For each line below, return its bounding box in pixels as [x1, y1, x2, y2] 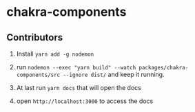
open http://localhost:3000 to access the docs [16, 97, 154, 105]
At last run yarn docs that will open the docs [16, 84, 142, 91]
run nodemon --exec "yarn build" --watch [16, 63, 136, 71]
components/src [16, 71, 61, 78]
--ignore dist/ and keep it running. [63, 70, 165, 78]
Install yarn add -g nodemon [16, 49, 94, 58]
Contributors [6, 32, 63, 43]
